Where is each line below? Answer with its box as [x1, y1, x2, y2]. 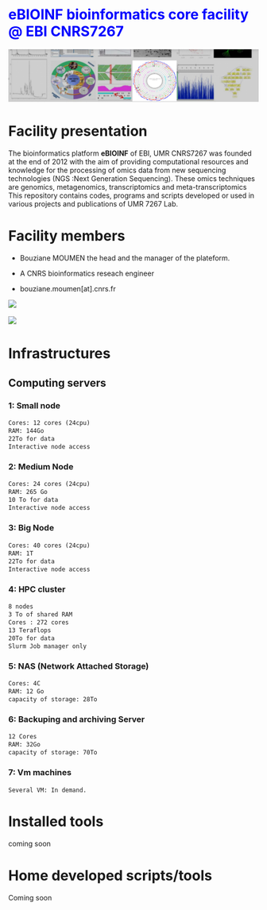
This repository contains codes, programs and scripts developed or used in [8, 191, 255, 200]
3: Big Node [8, 522, 54, 534]
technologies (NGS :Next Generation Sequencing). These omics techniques [8, 174, 256, 183]
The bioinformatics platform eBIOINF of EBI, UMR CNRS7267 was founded [8, 148, 252, 158]
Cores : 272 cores [8, 618, 69, 627]
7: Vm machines [8, 767, 72, 778]
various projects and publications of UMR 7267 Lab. [8, 199, 179, 209]
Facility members [8, 227, 126, 245]
